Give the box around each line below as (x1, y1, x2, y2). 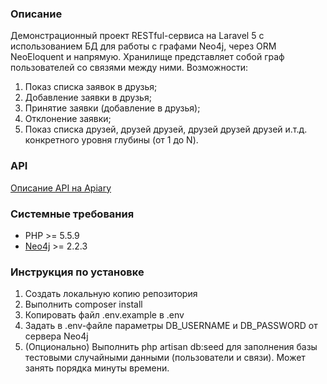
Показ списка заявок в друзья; (24, 81, 158, 93)
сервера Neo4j (24, 330, 89, 342)
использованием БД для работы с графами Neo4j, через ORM (10, 40, 277, 52)
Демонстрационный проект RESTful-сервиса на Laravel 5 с (10, 30, 265, 42)
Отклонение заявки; (24, 113, 112, 125)
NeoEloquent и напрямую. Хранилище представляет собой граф (10, 51, 285, 63)
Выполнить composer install (24, 298, 143, 311)
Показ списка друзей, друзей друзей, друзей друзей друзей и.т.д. (24, 123, 308, 136)
